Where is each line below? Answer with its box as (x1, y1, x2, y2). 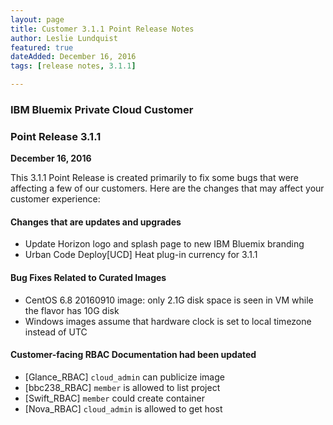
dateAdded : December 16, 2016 (10, 52, 137, 62)
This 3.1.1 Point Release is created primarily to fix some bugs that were (10, 172, 300, 184)
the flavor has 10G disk (24, 304, 120, 316)
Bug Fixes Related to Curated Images (10, 272, 167, 284)
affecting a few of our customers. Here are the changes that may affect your (10, 182, 325, 195)
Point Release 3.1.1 (10, 129, 102, 143)
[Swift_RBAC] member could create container (24, 392, 205, 404)
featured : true (10, 42, 74, 53)
